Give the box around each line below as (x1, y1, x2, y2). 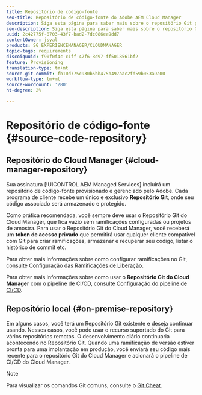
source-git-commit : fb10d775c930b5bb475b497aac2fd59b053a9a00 (6, 71, 165, 77)
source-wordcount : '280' (6, 82, 69, 88)
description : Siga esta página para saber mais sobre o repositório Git (6, 20, 192, 26)
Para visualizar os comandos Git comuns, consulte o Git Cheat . (6, 381, 162, 389)
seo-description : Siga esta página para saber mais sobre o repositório (6, 25, 192, 32)
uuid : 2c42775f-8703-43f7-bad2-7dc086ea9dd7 (6, 31, 120, 37)
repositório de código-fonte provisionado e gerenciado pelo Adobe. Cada (6, 187, 188, 194)
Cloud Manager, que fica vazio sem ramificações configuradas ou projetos (6, 218, 191, 225)
